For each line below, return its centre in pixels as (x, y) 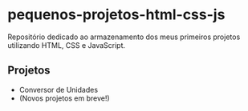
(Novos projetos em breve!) (64, 98)
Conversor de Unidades (58, 89)
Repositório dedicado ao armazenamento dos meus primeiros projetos (124, 37)
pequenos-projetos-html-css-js (116, 15)
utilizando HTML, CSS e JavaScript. (67, 45)
